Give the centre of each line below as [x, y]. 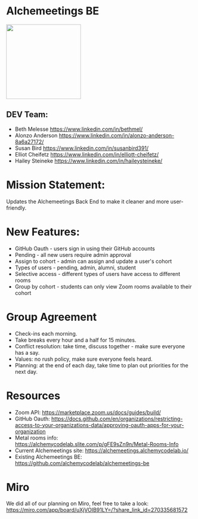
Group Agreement [52, 317]
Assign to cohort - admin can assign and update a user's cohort [93, 261]
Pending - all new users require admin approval [73, 254]
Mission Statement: [56, 185]
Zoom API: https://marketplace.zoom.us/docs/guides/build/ [88, 412]
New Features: [43, 232]
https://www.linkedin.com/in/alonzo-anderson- [117, 135]
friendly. [16, 208]
